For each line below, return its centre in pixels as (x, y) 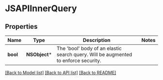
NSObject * (39, 54)
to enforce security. (79, 60)
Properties (21, 27)
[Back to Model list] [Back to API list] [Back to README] (61, 73)
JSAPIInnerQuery (41, 9)
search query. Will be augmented (94, 54)
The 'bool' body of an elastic (89, 48)
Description (97, 40)
